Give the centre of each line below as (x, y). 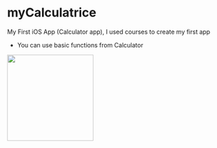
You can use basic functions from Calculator (80, 45)
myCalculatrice (52, 13)
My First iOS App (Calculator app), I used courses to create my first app (109, 32)
